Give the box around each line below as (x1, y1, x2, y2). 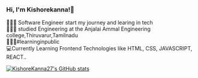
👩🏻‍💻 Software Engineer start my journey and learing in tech (6, 19, 153, 26)
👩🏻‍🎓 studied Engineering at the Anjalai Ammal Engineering (6, 25, 151, 32)
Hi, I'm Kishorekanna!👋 (6, 5, 75, 14)
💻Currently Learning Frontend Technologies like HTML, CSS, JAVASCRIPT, (6, 45, 193, 52)
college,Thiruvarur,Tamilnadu (6, 32, 78, 39)
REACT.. (6, 53, 27, 61)
